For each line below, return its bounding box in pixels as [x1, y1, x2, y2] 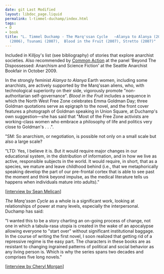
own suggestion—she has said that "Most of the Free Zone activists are [5, 113, 149, 119]
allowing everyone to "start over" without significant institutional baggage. [5, 228, 155, 234]
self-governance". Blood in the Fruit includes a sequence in [31, 93, 151, 98]
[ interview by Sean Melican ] [5, 188, 61, 194]
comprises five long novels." [5, 254, 62, 260]
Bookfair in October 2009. [5, 68, 58, 74]
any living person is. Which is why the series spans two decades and [5, 249, 144, 254]
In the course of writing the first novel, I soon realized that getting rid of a [5, 233, 152, 239]
